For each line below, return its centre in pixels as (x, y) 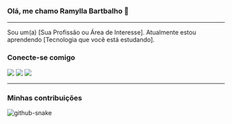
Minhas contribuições (45, 98)
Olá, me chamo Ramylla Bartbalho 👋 (68, 11)
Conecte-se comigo (41, 58)
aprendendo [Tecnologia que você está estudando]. (81, 40)
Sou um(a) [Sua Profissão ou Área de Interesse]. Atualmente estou (102, 32)
